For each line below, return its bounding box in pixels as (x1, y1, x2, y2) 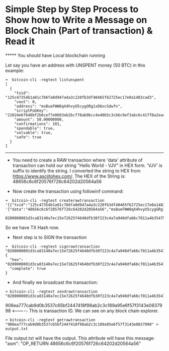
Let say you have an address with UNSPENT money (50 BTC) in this (5, 62, 146, 68)
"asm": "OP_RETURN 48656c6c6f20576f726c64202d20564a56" (5, 340, 141, 346)
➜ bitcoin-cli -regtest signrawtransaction (5, 244, 100, 249)
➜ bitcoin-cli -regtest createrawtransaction (5, 198, 105, 203)
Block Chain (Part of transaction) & (5, 25, 153, 36)
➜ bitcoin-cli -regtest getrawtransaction (5, 317, 96, 322)
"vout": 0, (14, 99, 37, 104)
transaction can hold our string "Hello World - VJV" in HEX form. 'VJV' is (12, 162, 162, 168)
